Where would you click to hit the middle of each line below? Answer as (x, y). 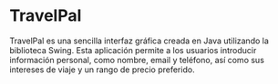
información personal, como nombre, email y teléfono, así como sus (137, 60)
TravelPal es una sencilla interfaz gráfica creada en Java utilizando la (139, 41)
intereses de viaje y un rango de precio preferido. (102, 70)
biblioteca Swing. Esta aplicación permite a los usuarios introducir (133, 50)
